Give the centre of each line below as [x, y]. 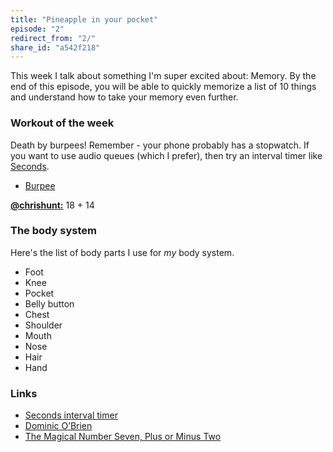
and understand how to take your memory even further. [124, 97]
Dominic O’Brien [58, 426]
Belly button [49, 303]
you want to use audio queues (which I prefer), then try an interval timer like [166, 155]
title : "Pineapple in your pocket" [84, 19]
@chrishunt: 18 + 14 [52, 205]
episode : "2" [37, 29]
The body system [53, 231]
